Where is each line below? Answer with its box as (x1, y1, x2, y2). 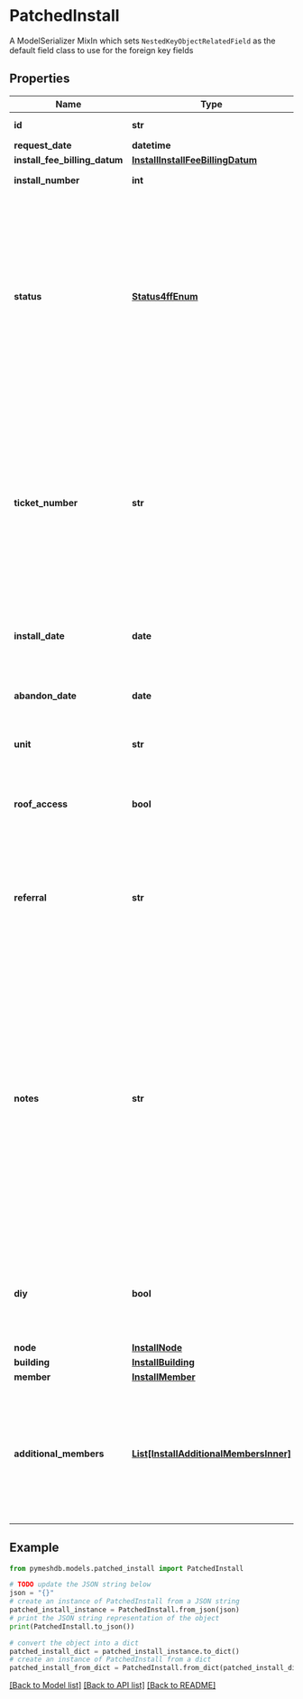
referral (14, 891, 47, 903)
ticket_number (14, 496, 78, 509)
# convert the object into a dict (9, 1639, 140, 1648)
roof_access (14, 798, 69, 810)
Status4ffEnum (132, 290, 198, 302)
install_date (14, 629, 65, 642)
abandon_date (14, 689, 77, 702)
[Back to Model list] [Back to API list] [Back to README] (9, 1680, 216, 1691)
